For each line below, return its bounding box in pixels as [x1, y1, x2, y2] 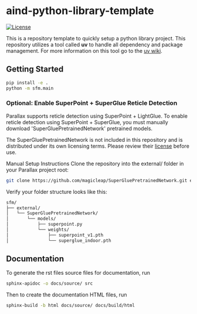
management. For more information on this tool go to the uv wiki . [6, 47, 162, 54]
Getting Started [6, 64, 64, 74]
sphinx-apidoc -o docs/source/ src [6, 281, 93, 286]
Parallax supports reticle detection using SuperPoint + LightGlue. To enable [6, 112, 188, 120]
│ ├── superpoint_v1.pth [6, 232, 104, 238]
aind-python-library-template [6, 4, 154, 18]
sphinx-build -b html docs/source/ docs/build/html [6, 303, 135, 309]
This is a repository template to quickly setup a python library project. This [6, 35, 186, 42]
